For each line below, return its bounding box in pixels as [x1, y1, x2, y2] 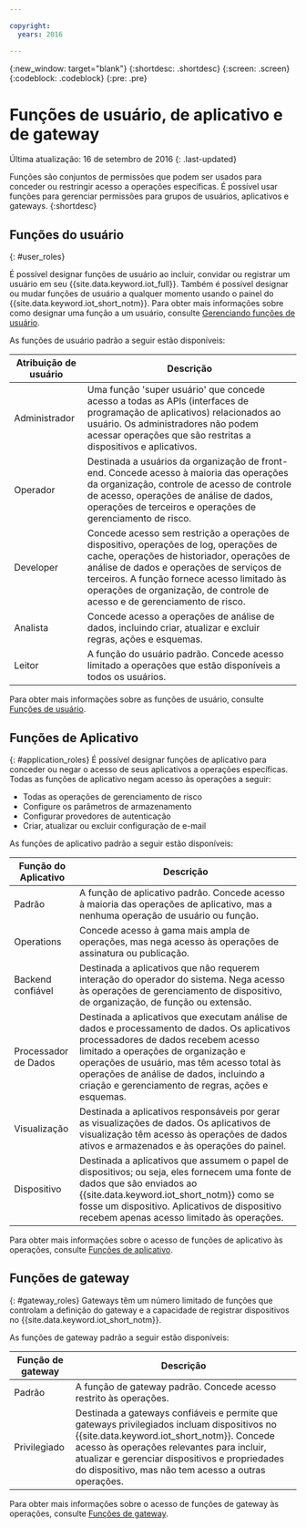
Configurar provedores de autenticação [22, 810, 171, 821]
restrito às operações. [75, 1391, 169, 1404]
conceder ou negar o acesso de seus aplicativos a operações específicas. [9, 764, 289, 775]
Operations [14, 935, 62, 948]
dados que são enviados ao [78, 1177, 198, 1190]
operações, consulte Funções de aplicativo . [9, 1244, 173, 1255]
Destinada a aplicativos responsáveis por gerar [78, 1105, 280, 1118]
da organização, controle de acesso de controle [87, 478, 291, 490]
